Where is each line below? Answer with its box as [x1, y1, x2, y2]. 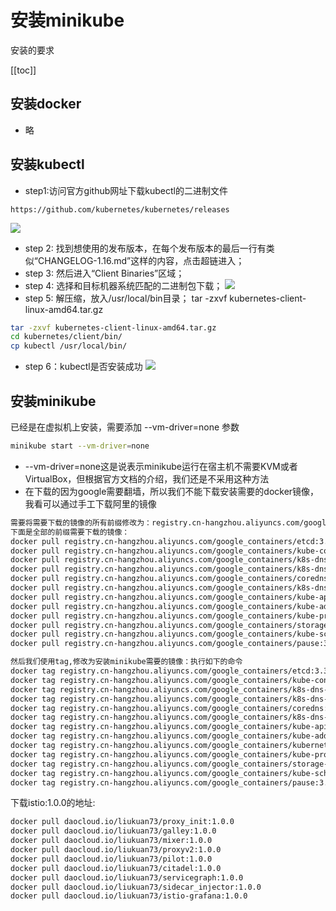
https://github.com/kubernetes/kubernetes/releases [10, 204, 230, 215]
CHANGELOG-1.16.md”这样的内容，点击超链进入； [37, 254, 245, 266]
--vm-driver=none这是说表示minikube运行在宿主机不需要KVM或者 [24, 460, 298, 472]
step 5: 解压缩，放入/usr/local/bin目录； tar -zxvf [24, 292, 228, 304]
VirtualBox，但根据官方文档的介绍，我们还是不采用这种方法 [24, 472, 270, 485]
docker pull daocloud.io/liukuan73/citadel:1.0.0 [10, 863, 222, 873]
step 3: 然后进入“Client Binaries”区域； [24, 267, 185, 279]
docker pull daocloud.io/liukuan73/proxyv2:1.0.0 [10, 845, 222, 855]
